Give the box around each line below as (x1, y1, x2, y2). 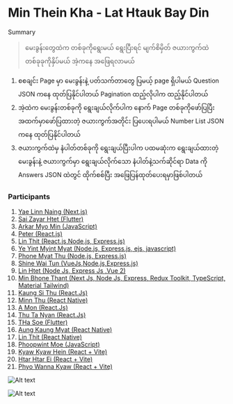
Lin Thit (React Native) (17, 333, 83, 342)
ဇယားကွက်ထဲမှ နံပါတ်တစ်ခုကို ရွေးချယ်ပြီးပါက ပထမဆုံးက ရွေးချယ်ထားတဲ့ (17, 144, 219, 152)
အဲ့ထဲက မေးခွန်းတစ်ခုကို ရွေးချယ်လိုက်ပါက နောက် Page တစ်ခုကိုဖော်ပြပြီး (17, 103, 215, 112)
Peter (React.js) (17, 230, 63, 238)
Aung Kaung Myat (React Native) (17, 326, 113, 334)
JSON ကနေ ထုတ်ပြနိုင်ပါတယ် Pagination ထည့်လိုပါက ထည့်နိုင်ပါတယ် (17, 90, 209, 98)
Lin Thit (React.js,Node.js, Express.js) (17, 237, 126, 246)
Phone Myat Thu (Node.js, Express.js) (17, 252, 127, 260)
